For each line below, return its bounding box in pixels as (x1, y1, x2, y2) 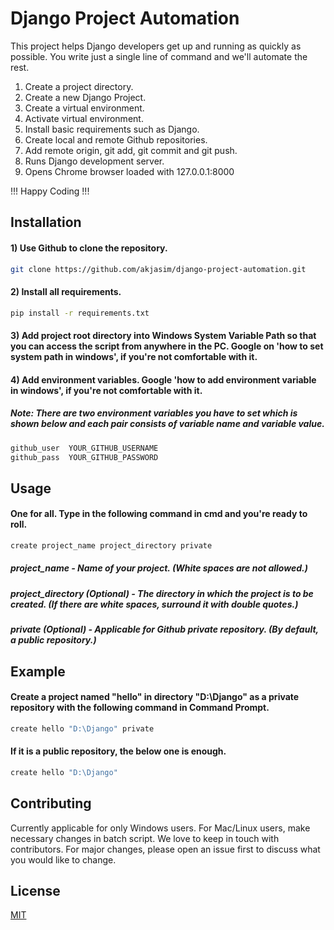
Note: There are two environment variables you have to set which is (10, 407, 298, 419)
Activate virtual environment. (24, 112, 144, 124)
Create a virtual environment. (24, 102, 145, 114)
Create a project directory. (24, 80, 134, 92)
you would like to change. (10, 853, 117, 866)
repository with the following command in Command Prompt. (10, 702, 270, 714)
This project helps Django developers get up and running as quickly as (10, 40, 302, 52)
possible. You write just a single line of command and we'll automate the (10, 50, 308, 62)
